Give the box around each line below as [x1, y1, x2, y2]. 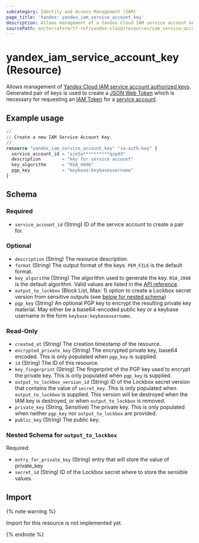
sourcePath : [6, 25, 36, 31]
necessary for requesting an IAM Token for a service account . [6, 96, 158, 103]
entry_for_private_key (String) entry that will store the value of [14, 456, 169, 463]
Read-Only [6, 327, 38, 335]
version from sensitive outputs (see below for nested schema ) [14, 293, 166, 300]
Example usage [6, 113, 64, 123]
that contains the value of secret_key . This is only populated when [14, 384, 176, 392]
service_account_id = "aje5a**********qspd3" [11, 151, 126, 157]
